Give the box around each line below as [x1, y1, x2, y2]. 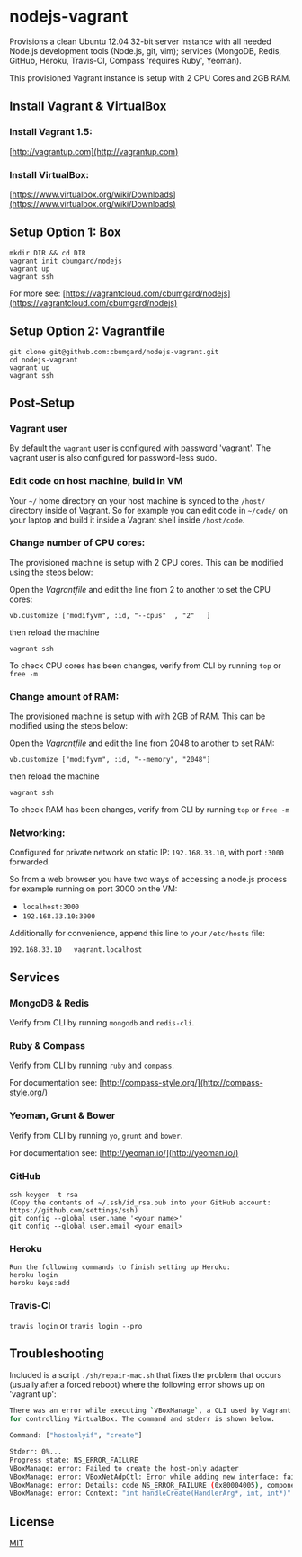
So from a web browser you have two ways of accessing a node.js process [9, 874, 288, 885]
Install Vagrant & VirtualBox [9, 99, 167, 114]
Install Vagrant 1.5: [9, 126, 93, 139]
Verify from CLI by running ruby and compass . [9, 1060, 175, 1071]
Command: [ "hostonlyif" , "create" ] [9, 1431, 143, 1440]
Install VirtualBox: [9, 168, 90, 181]
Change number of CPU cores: [9, 537, 146, 550]
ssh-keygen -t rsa [9, 1190, 78, 1199]
